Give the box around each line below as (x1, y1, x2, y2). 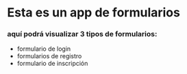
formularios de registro (16, 52, 82, 60)
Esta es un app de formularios (7, 5, 180, 21)
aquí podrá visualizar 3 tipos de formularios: (7, 29, 158, 39)
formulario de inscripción (16, 60, 88, 68)
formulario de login (16, 45, 71, 53)
